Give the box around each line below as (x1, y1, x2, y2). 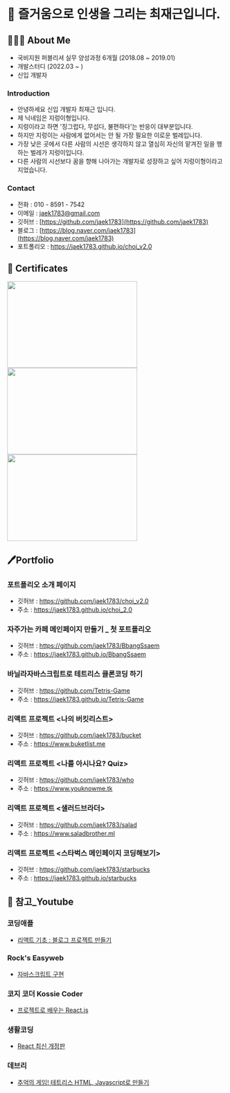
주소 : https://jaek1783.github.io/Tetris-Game (17, 695, 144, 703)
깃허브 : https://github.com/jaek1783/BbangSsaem (17, 641, 160, 650)
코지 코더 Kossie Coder (7, 988, 83, 998)
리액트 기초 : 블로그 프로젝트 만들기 (17, 936, 112, 944)
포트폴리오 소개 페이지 (7, 580, 76, 589)
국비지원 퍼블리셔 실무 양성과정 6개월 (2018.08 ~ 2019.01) (17, 53, 175, 62)
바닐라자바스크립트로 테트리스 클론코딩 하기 (7, 669, 143, 679)
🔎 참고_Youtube (7, 896, 74, 908)
